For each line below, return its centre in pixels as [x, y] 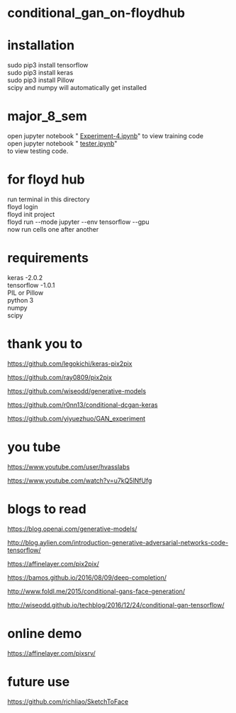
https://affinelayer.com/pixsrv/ [51, 653]
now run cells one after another [53, 229]
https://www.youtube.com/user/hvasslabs [68, 466]
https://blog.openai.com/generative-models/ [72, 529]
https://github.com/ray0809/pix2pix [60, 377]
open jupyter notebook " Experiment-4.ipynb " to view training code [106, 136]
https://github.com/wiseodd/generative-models [77, 391]
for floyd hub [46, 180]
